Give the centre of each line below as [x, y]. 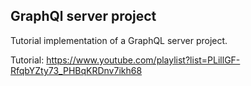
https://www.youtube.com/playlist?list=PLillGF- [143, 60]
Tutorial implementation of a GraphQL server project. [119, 40]
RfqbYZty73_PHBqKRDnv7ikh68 [76, 70]
